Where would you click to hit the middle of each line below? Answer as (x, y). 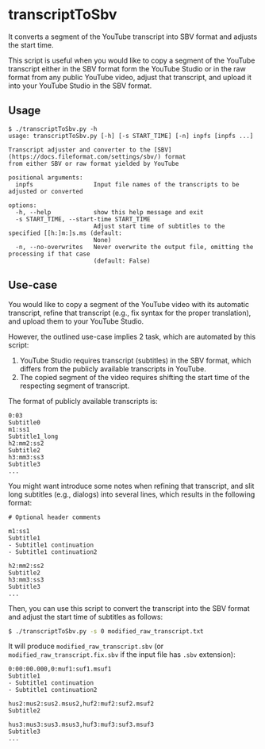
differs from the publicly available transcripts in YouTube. (113, 369)
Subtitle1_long (33, 436)
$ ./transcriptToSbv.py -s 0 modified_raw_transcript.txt (106, 631)
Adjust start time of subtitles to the (159, 226)
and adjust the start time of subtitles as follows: (86, 616)
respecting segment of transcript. (75, 386)
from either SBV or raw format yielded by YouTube (94, 163)
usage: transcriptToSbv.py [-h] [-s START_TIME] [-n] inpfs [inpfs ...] (131, 136)
